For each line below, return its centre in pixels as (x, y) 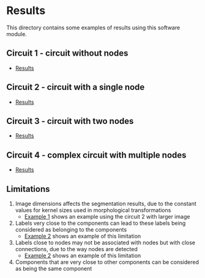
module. (17, 34)
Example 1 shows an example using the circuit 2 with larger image (107, 217)
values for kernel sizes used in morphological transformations (93, 210)
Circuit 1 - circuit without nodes (67, 53)
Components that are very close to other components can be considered (107, 262)
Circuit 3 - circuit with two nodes (70, 121)
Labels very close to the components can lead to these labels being (100, 223)
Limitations (28, 189)
